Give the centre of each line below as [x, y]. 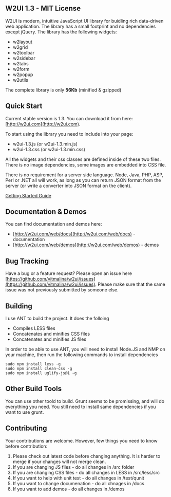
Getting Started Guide [28, 195]
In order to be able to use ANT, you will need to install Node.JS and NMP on [85, 349]
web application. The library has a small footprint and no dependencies [81, 26]
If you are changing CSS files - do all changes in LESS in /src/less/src [86, 472]
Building [19, 306]
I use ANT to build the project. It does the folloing [57, 319]
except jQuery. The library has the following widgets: [61, 32]
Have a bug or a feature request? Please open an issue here [69, 273]
